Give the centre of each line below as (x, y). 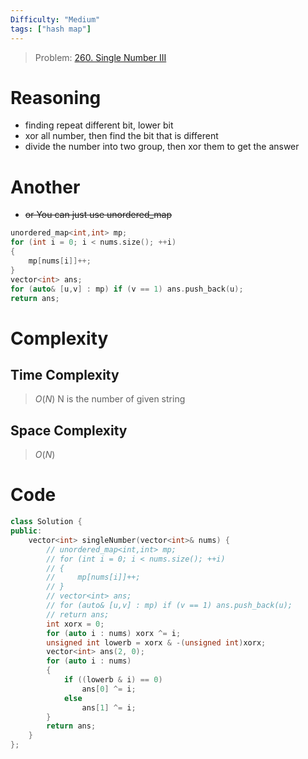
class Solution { (46, 522)
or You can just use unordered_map (98, 215)
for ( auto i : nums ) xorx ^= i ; (114, 633)
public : (26, 531)
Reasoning (56, 97)
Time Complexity (65, 374)
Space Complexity (69, 430)
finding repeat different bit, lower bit (99, 125)
